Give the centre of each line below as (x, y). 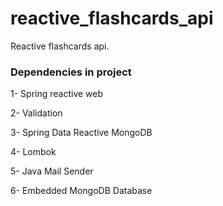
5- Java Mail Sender (52, 171)
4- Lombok (33, 152)
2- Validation (36, 113)
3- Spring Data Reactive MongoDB (81, 133)
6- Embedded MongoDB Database (81, 191)
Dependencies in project (71, 72)
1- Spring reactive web (57, 94)
